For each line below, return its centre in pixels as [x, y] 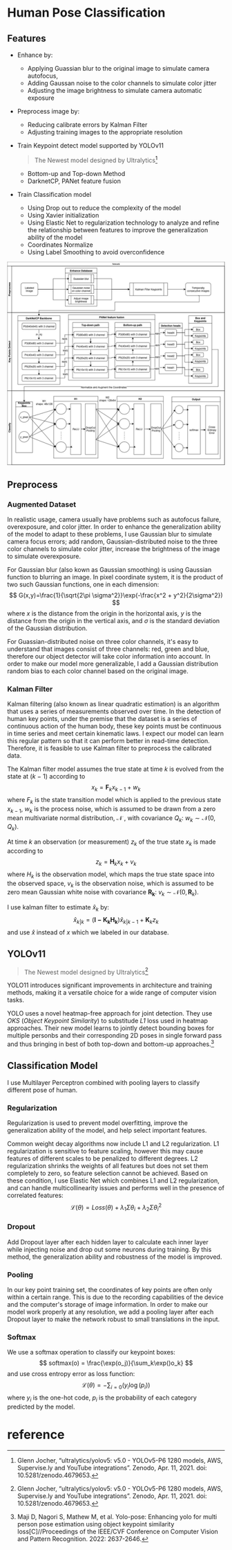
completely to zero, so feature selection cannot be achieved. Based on [108, 1173]
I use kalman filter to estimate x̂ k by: [58, 908]
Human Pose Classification [86, 13]
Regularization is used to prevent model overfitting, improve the [98, 1123]
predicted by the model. [41, 1407]
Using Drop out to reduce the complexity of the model [104, 208]
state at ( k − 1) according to [46, 776]
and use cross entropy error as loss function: [71, 1374]
